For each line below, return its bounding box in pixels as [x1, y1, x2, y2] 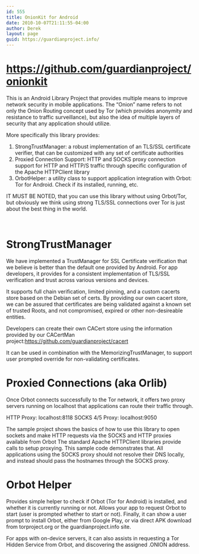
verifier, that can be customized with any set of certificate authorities [14, 149, 184, 156]
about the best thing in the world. [6, 205, 87, 212]
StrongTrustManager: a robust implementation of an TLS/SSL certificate [14, 143, 191, 150]
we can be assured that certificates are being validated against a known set [6, 301, 191, 308]
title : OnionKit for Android [6, 14, 78, 20]
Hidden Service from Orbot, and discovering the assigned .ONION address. [6, 541, 190, 548]
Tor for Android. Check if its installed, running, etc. [14, 181, 138, 188]
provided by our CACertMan [6, 331, 75, 338]
